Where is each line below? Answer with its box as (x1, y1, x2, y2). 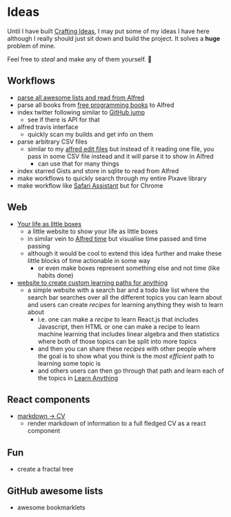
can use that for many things (37, 159, 119, 168)
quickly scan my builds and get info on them (27, 130, 154, 138)
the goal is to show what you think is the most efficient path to (37, 351, 214, 360)
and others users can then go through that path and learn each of (37, 367, 224, 375)
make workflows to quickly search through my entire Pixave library (17, 174, 207, 182)
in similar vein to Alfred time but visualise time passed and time (27, 234, 207, 242)
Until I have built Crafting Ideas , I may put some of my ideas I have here (7, 27, 210, 35)
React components (7, 393, 90, 405)
